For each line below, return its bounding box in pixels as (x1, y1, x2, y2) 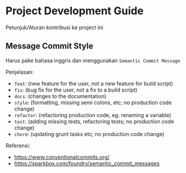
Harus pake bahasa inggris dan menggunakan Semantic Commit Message (5, 56, 181, 64)
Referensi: (5, 141, 31, 149)
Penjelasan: (5, 68, 34, 76)
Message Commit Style (5, 41, 94, 51)
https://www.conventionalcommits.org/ (14, 153, 110, 161)
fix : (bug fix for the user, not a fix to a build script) (14, 86, 137, 93)
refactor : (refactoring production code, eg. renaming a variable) (14, 111, 171, 118)
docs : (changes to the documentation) (14, 92, 107, 99)
